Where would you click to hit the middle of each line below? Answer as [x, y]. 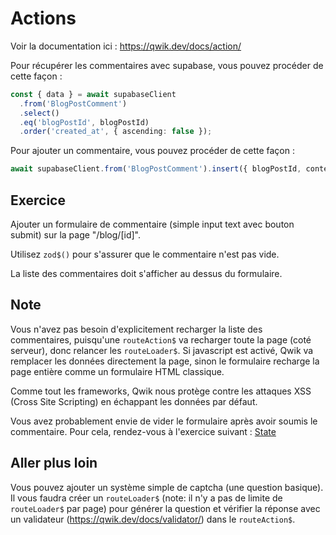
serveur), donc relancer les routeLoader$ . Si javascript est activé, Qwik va [162, 350]
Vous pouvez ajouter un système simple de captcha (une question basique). [167, 487]
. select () [39, 113]
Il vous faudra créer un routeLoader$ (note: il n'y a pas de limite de [146, 498]
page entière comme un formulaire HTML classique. [117, 371]
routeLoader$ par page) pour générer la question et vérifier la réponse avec [165, 508]
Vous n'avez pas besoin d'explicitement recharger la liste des [136, 329]
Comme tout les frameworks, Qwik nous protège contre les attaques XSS [161, 391]
